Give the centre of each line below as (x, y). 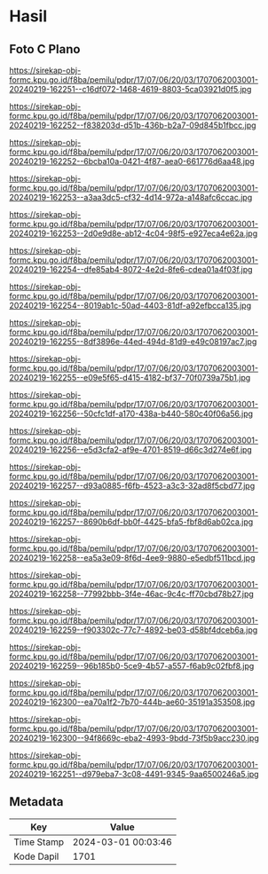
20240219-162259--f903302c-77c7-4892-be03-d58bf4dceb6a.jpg (134, 630)
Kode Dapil (36, 856)
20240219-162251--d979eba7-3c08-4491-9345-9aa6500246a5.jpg (134, 774)
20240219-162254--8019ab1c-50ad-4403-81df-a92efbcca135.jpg (130, 305)
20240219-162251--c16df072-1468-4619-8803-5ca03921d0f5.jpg (130, 89)
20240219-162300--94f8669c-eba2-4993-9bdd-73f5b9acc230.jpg (134, 738)
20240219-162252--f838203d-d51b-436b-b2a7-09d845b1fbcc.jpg (133, 125)
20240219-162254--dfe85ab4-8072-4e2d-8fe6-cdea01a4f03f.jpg (131, 269)
